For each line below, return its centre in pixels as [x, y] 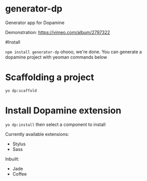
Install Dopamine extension [63, 111]
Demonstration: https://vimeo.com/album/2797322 [58, 32]
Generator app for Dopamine [35, 23]
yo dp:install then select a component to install [55, 124]
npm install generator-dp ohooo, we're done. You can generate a [73, 52]
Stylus [19, 144]
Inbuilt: [12, 159]
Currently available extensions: [37, 134]
